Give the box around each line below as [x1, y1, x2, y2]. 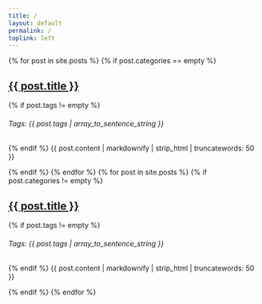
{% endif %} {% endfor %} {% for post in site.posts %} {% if [8, 167, 208, 177]
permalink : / [8, 26, 52, 34]
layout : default [8, 19, 62, 27]
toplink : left [8, 34, 56, 42]
